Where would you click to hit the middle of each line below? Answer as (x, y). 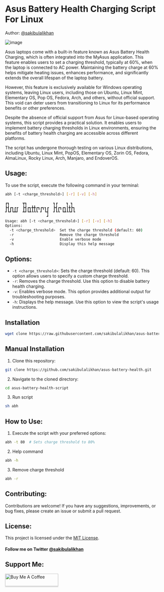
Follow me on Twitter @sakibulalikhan (44, 549)
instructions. (25, 307)
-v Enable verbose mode (55, 239)
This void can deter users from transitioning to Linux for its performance (78, 103)
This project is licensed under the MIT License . (52, 538)
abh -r (12, 479)
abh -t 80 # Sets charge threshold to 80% (50, 442)
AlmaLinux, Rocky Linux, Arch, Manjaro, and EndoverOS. (62, 158)
